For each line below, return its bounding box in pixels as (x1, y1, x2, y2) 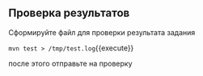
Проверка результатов (8, 6, 130, 20)
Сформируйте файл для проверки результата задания (8, 27, 196, 37)
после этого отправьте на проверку (8, 58, 133, 68)
